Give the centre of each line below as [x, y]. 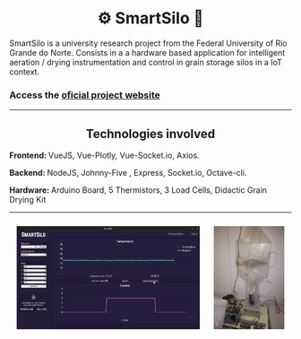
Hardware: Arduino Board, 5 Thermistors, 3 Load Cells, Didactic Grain [138, 190]
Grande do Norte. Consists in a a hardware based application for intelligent [147, 52]
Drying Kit [28, 200]
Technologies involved [150, 134]
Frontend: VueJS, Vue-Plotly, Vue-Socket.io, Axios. [104, 155]
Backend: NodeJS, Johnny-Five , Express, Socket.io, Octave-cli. [128, 173]
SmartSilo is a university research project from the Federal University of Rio [148, 43]
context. [25, 72]
